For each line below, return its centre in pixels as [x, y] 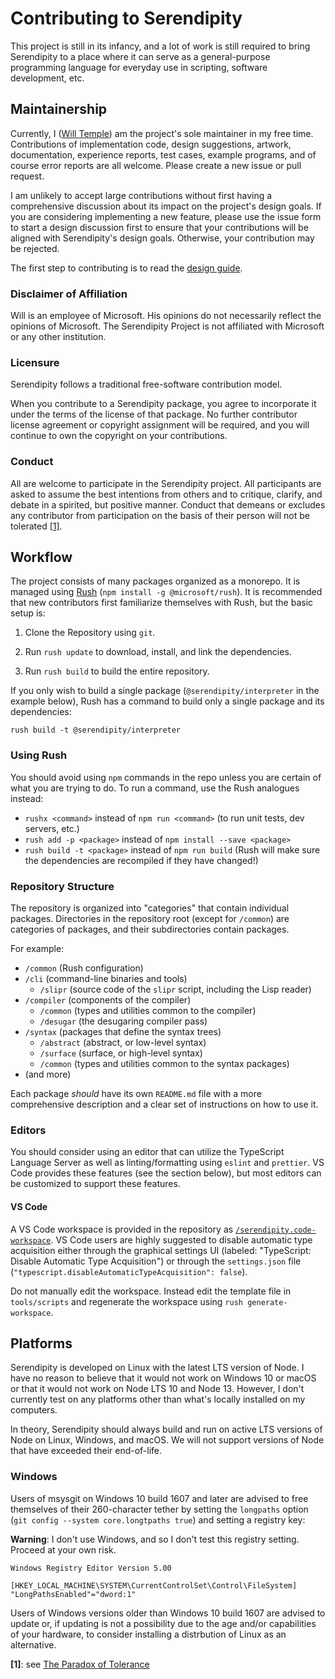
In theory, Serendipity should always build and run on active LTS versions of [166, 1429]
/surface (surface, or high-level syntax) [121, 1053]
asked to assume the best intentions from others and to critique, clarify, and [166, 494]
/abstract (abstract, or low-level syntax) [123, 1043]
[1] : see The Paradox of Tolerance [80, 1664]
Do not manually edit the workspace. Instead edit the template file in [151, 1291]
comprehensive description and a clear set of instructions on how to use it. [164, 1104]
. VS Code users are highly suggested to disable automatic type [181, 1239]
